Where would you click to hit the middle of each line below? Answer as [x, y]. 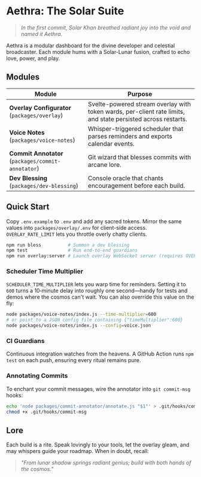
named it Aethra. [42, 34]
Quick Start [28, 207]
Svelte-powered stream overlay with [139, 104]
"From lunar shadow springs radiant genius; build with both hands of [106, 463]
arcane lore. [104, 165]
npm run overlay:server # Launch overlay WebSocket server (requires [95, 256]
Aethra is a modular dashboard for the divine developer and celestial [91, 45]
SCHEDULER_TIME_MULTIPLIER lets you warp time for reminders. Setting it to [96, 284]
